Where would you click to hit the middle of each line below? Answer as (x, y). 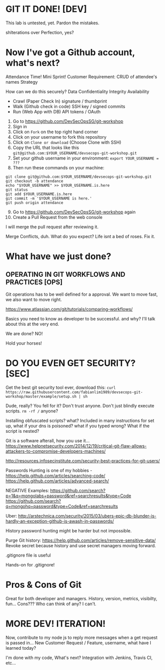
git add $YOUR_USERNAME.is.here (39, 194)
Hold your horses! (24, 343)
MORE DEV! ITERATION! (56, 624)
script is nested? (22, 431)
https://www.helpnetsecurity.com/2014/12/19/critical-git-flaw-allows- (76, 446)
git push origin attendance (35, 203)
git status (17, 190)
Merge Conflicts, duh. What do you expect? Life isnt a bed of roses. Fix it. (80, 236)
